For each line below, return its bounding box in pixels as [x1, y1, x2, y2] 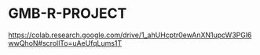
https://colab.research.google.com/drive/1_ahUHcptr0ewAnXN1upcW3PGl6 [8, 30, 252, 40]
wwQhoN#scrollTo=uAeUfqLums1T [8, 38, 123, 47]
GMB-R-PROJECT [8, 5, 127, 22]
